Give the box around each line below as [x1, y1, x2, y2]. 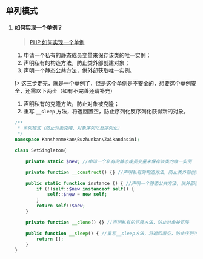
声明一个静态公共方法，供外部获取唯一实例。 [23, 66, 136, 74]
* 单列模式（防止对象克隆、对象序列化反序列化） [17, 125, 122, 132]
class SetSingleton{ [14, 147, 67, 153]
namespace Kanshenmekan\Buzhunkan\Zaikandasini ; [14, 136, 140, 143]
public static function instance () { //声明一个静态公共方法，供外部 [25, 180, 195, 186]
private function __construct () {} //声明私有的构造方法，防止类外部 [25, 169, 191, 175]
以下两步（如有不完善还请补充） [35, 87, 116, 94]
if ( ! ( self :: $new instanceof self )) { [36, 186, 135, 192]
